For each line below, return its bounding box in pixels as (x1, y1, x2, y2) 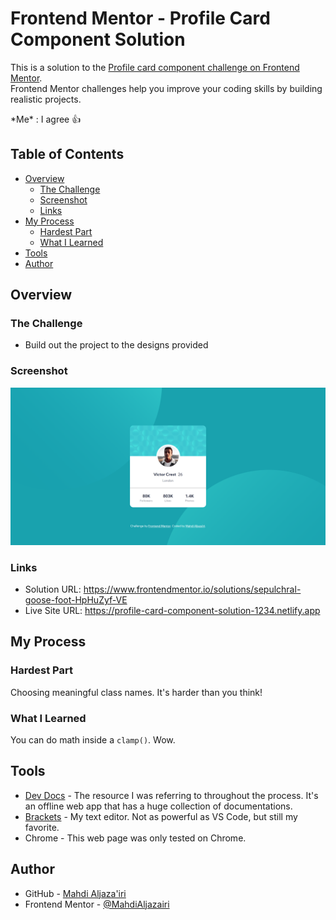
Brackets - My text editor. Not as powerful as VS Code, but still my (24, 810, 298, 822)
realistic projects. (10, 93, 82, 105)
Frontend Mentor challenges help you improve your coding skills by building (10, 82, 323, 94)
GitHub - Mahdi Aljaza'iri (24, 887, 127, 899)
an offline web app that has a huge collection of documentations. (24, 800, 293, 812)
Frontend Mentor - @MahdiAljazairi (24, 898, 170, 910)
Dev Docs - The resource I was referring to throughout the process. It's (24, 789, 319, 801)
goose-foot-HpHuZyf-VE (24, 594, 128, 606)
